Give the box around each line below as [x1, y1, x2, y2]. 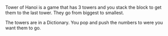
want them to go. [5, 25, 41, 31]
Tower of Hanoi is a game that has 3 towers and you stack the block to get [5, 5, 162, 10]
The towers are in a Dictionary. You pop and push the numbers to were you [5, 20, 163, 25]
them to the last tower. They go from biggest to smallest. [5, 10, 124, 16]
